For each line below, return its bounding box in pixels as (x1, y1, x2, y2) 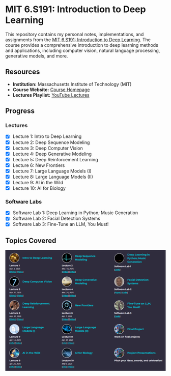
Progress (5, 107, 35, 115)
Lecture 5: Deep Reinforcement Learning (12, 156, 98, 162)
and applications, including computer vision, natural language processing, (5, 47, 160, 53)
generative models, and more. (5, 52, 68, 59)
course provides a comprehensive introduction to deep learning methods (5, 42, 159, 48)
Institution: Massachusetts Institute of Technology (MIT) (12, 81, 132, 87)
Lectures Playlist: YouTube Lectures (12, 92, 90, 98)
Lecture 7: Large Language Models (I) (12, 168, 92, 174)
